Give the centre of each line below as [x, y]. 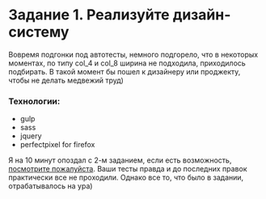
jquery [31, 136]
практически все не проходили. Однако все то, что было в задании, [126, 178]
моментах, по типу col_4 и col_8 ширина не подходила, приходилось [127, 63]
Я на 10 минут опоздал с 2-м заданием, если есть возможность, [120, 160]
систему [39, 32]
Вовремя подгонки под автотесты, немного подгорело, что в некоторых [133, 54]
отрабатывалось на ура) [51, 186]
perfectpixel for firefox [57, 145]
